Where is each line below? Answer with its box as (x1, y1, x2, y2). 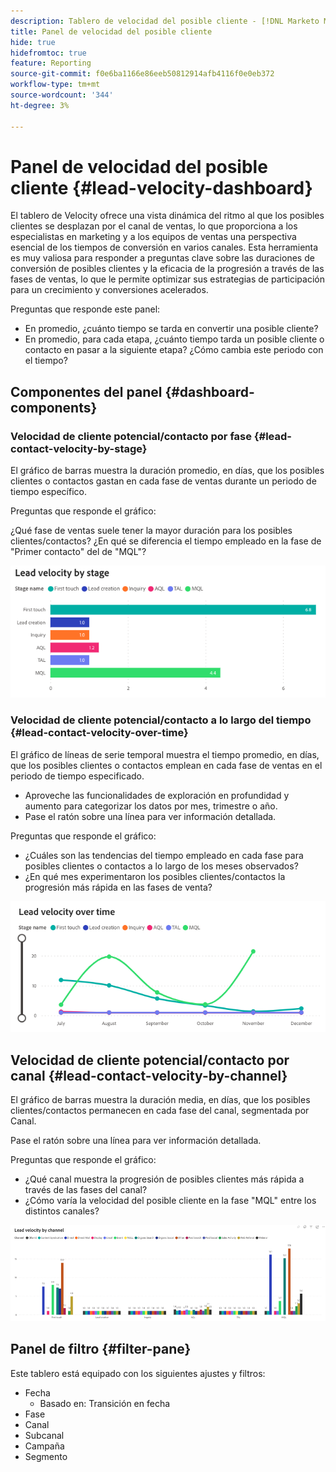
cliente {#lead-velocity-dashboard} (10, 176, 313, 199)
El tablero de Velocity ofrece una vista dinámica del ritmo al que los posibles (10, 210, 325, 222)
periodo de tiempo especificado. (10, 770, 145, 782)
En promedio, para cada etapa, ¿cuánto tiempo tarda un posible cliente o (24, 333, 325, 345)
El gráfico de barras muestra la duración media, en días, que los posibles (10, 1094, 311, 1106)
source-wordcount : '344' (10, 90, 114, 100)
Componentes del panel (10, 383, 163, 400)
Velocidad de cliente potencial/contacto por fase (10, 429, 252, 443)
